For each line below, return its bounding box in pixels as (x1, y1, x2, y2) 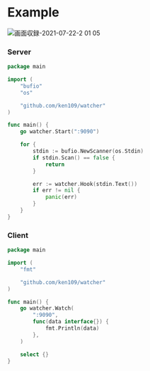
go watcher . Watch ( (20, 305, 74, 312)
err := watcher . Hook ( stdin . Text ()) (33, 180, 138, 187)
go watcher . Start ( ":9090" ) (20, 128, 100, 135)
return (45, 161, 65, 168)
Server (7, 47, 32, 57)
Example (7, 4, 59, 21)
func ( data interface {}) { (33, 318, 110, 325)
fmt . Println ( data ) (45, 325, 100, 332)
